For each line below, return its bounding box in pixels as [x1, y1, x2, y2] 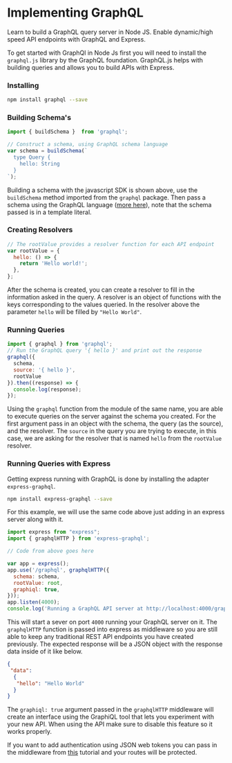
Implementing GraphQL [7, 5, 144, 21]
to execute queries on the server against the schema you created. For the [7, 412, 216, 421]
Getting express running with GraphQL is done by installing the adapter [7, 475, 209, 483]
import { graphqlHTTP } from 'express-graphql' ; [7, 535, 150, 542]
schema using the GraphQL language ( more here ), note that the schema [7, 200, 212, 209]
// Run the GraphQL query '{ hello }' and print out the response [7, 347, 202, 354]
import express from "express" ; [7, 529, 100, 536]
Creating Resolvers [7, 225, 73, 235]
